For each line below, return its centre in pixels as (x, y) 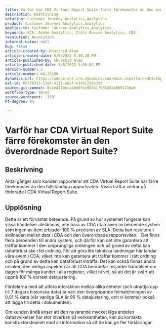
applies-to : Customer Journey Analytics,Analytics (58, 28)
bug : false (16, 46)
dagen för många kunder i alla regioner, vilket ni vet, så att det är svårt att (80, 272)
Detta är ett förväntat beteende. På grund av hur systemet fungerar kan (78, 219)
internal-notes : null (27, 42)
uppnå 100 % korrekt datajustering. (41, 277)
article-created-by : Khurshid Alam (42, 51)
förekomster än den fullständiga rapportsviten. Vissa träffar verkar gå (76, 187)
